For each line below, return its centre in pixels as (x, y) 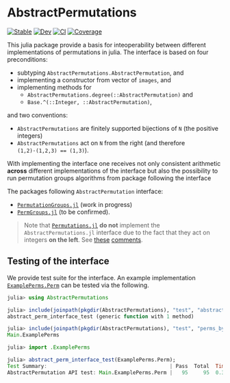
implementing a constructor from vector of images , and (94, 79)
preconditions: (27, 59)
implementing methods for (54, 87)
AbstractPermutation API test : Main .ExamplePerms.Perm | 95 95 (108, 372)
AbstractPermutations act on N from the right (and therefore (101, 143)
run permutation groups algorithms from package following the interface (109, 178)
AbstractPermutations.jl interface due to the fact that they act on (117, 232)
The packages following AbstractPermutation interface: (85, 191)
